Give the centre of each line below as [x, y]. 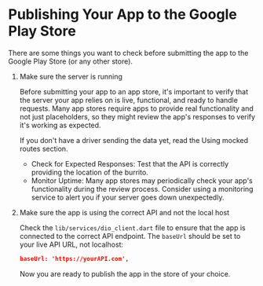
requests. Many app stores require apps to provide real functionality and [136, 108]
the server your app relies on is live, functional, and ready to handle [128, 100]
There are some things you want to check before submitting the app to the [128, 53]
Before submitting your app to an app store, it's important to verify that [134, 91]
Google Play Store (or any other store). [71, 61]
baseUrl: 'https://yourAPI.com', [74, 258]
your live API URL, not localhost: [71, 244]
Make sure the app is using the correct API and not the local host [124, 212]
